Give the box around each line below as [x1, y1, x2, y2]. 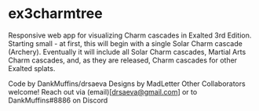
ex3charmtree [8, 5, 104, 23]
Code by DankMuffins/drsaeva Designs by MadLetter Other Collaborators [8, 79, 246, 88]
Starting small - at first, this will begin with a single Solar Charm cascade [8, 38, 243, 48]
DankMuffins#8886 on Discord [8, 95, 108, 105]
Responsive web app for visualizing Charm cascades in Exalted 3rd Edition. [8, 30, 252, 40]
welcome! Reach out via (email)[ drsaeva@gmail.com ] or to [8, 87, 198, 96]
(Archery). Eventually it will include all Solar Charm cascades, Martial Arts [8, 47, 246, 56]
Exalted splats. [8, 63, 56, 73]
